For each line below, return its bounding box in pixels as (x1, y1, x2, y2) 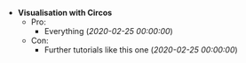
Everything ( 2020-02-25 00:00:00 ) (44, 26, 173, 36)
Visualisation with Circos (17, 8, 113, 17)
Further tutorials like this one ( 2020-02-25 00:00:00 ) (44, 45, 238, 55)
